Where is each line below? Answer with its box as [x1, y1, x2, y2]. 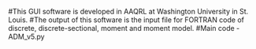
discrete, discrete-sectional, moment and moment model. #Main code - [8, 24, 240, 32]
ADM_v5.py [8, 32, 45, 41]
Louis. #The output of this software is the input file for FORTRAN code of [8, 15, 245, 24]
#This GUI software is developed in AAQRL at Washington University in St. [8, 7, 249, 16]
